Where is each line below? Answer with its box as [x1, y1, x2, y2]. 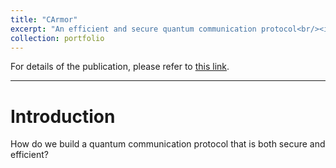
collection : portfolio [10, 33, 105, 43]
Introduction [10, 105, 116, 128]
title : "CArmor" [10, 14, 78, 25]
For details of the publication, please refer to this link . [10, 61, 230, 73]
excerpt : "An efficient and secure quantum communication [10, 24, 257, 34]
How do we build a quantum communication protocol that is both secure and [10, 138, 326, 150]
